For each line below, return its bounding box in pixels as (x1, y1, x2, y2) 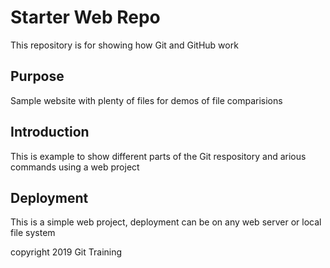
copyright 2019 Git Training (10, 246, 123, 258)
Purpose (10, 68, 65, 85)
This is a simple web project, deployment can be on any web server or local (10, 216, 322, 228)
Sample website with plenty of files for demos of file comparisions (10, 94, 283, 106)
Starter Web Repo (10, 6, 161, 29)
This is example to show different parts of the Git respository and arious (10, 150, 307, 162)
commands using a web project (10, 161, 140, 173)
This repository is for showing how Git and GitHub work (10, 39, 239, 51)
